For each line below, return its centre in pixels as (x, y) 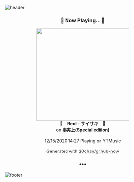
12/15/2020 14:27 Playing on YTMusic (83, 141)
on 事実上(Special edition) (83, 130)
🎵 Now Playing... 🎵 (83, 20)
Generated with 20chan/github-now (83, 151)
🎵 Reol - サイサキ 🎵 (83, 124)
